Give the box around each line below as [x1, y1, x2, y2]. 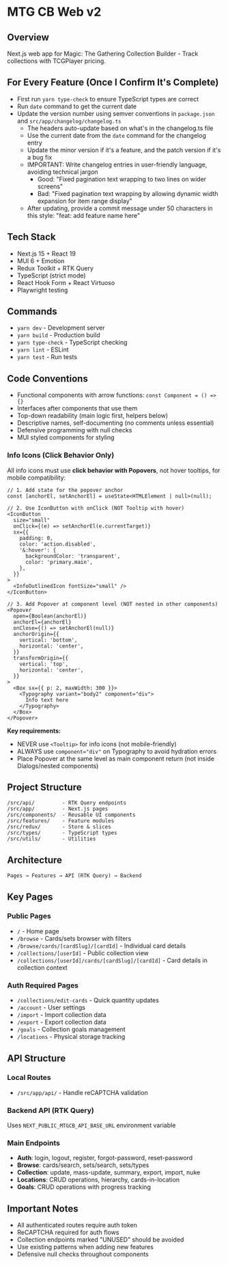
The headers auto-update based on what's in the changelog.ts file [27, 124, 214, 132]
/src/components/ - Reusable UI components [7, 811, 136, 819]
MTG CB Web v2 [7, 4, 102, 20]
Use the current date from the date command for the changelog [27, 131, 206, 139]
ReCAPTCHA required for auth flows [16, 1228, 119, 1237]
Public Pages [7, 911, 51, 921]
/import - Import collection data [16, 1011, 107, 1019]
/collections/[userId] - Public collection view [16, 948, 149, 957]
